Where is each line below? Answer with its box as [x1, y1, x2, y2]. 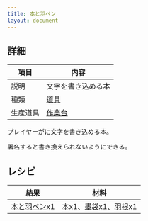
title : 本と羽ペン [7, 10, 57, 18]
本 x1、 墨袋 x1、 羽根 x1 [62, 202, 137, 212]
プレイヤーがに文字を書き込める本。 [7, 127, 113, 136]
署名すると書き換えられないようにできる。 [7, 142, 132, 151]
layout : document [7, 17, 59, 24]
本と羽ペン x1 [11, 202, 55, 212]
